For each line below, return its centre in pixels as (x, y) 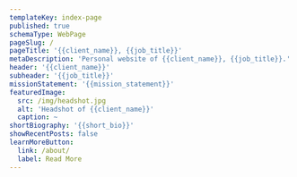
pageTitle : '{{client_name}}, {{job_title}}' (96, 51)
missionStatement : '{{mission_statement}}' (92, 84)
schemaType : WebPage (48, 34)
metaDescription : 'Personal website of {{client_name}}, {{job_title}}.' (150, 59)
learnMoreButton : (42, 142)
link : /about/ (44, 150)
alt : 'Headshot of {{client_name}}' (86, 109)
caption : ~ (38, 117)
